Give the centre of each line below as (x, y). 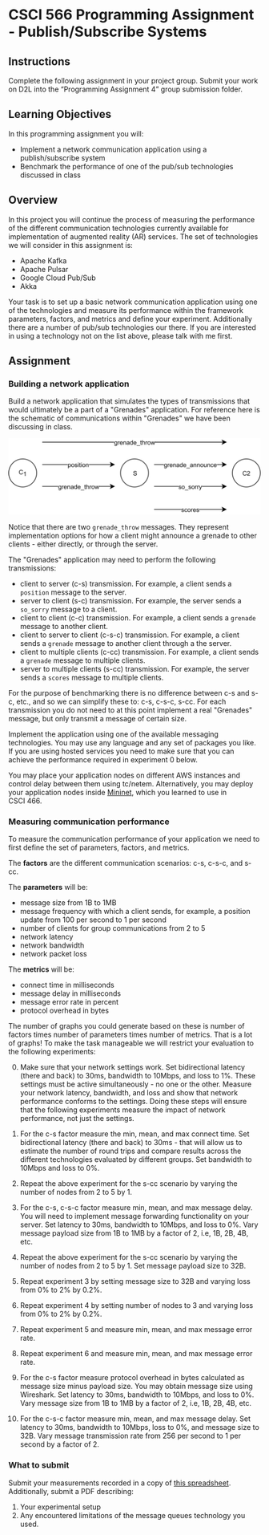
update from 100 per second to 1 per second (93, 920)
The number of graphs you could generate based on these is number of (127, 1026)
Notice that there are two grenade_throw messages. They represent (119, 526)
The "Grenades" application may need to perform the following (112, 559)
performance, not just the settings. (77, 1119)
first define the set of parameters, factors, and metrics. (99, 847)
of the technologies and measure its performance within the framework (126, 310)
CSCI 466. (25, 801)
